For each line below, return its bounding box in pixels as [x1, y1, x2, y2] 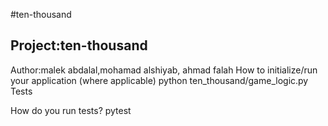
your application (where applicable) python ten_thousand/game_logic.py [10, 74, 309, 86]
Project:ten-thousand [10, 37, 148, 54]
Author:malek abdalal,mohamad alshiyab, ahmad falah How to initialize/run [10, 64, 318, 76]
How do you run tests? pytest [10, 104, 132, 116]
